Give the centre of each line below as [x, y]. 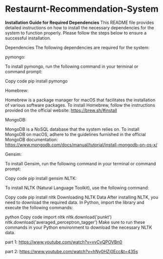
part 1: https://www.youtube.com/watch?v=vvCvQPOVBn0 [64, 242]
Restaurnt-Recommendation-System [82, 9]
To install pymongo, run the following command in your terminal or [72, 66]
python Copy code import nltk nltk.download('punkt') [59, 217]
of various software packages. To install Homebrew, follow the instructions [80, 105]
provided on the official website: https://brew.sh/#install [61, 110]
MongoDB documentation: [31, 139]
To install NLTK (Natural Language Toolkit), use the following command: [77, 188]
